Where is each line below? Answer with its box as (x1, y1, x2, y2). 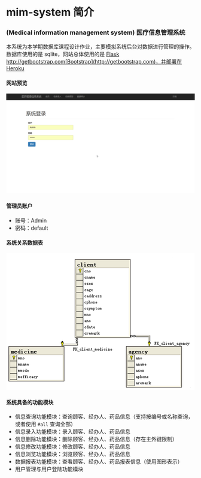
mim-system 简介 (6, 5, 95, 19)
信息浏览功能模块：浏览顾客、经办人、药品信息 (14, 450, 130, 458)
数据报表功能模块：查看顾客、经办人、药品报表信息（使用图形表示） (14, 458, 183, 465)
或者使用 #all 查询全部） (14, 420, 77, 428)
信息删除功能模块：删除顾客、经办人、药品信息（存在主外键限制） (14, 435, 178, 443)
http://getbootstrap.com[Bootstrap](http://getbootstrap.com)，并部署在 (6, 58, 182, 65)
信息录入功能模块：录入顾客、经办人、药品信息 (14, 428, 130, 435)
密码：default (14, 224, 48, 232)
